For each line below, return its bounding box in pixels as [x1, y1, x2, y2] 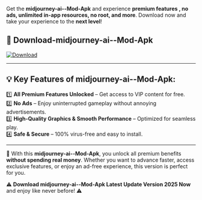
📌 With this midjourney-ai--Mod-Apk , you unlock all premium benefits [6, 150, 182, 157]
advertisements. [6, 108, 46, 115]
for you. [6, 169, 26, 176]
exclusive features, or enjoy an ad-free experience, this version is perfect [6, 162, 188, 170]
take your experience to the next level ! [6, 18, 102, 25]
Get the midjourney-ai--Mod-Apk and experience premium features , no [6, 5, 189, 12]
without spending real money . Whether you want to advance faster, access [6, 156, 195, 163]
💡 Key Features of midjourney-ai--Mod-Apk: [6, 74, 176, 85]
